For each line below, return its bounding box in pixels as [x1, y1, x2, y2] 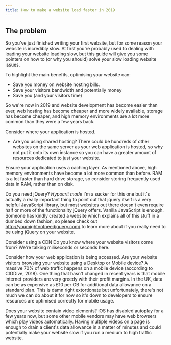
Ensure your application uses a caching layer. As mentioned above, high [5, 165, 157, 171]
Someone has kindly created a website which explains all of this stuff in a [5, 213, 159, 219]
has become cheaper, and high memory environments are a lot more [5, 113, 150, 119]
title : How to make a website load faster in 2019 [5, 7, 115, 13]
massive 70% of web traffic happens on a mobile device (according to [5, 265, 153, 271]
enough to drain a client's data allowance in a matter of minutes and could [5, 324, 161, 330]
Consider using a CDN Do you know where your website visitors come [5, 239, 153, 245]
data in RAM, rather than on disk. [5, 181, 75, 187]
